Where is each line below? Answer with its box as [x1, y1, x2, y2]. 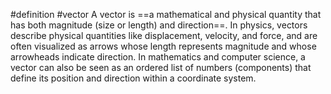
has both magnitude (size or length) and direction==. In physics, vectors [10, 19, 308, 31]
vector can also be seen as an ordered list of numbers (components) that [10, 62, 312, 73]
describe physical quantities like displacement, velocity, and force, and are [10, 30, 318, 41]
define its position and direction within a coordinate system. [10, 72, 257, 84]
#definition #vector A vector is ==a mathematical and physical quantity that [10, 9, 322, 20]
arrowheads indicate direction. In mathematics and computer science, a [10, 51, 306, 63]
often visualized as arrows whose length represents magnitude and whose [10, 40, 317, 52]
